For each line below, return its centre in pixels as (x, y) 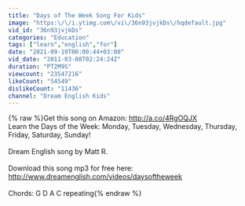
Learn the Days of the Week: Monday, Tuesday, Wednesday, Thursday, (123, 127)
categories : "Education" (49, 37)
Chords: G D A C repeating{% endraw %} (75, 193)
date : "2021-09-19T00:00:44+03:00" (66, 52)
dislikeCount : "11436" (45, 88)
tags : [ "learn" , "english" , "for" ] (63, 45)
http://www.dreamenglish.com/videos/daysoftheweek (95, 177)
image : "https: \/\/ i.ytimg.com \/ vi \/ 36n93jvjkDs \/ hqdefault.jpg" (117, 23)
